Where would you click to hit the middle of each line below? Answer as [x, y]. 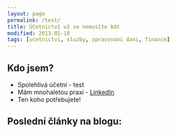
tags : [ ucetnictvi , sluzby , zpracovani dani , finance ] [89, 40]
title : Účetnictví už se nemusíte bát [64, 27]
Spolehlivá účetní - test [51, 84]
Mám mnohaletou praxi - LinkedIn [66, 92]
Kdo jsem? [31, 68]
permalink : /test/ [34, 20]
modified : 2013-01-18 [39, 33]
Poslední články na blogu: [65, 122]
